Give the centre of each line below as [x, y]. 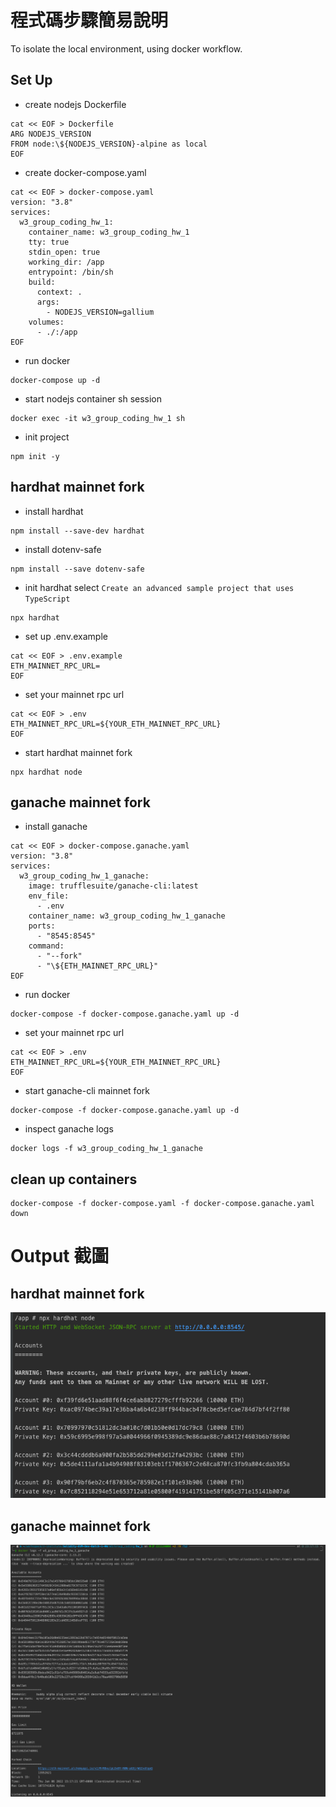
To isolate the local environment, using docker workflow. [126, 48]
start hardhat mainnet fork [78, 752]
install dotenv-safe [63, 549]
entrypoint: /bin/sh [71, 272]
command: [46, 946]
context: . [59, 292]
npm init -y [35, 456]
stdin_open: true [64, 252]
